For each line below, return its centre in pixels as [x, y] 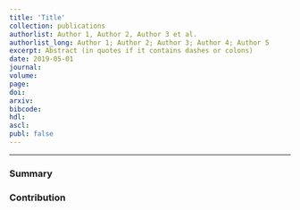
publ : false [31, 134]
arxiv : [21, 101]
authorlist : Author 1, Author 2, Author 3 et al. [104, 34]
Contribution [37, 197]
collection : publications [57, 26]
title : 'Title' [37, 17]
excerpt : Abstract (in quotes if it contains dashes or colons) [131, 51]
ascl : [19, 126]
